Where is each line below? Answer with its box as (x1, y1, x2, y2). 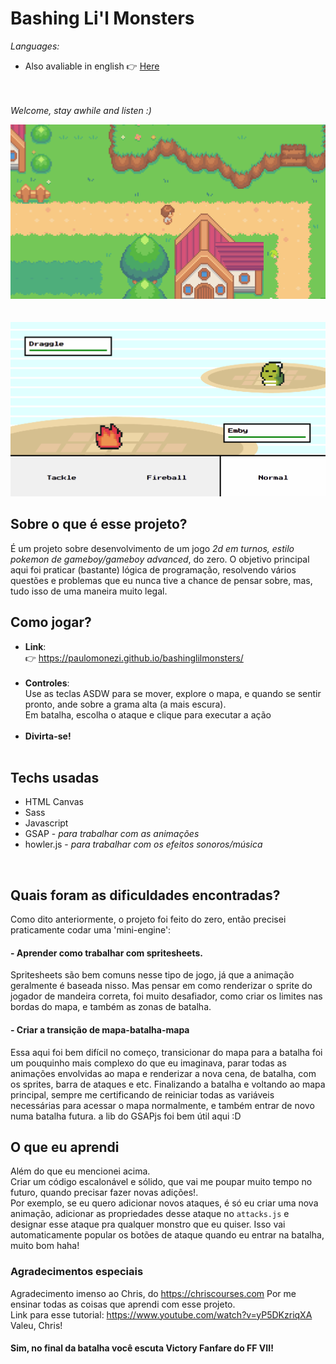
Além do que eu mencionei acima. (10, 1165, 151, 1177)
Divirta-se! (24, 730, 72, 742)
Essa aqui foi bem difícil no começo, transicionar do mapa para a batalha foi (10, 1046, 323, 1058)
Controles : (24, 677, 70, 689)
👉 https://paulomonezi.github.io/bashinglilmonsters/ (24, 652, 244, 664)
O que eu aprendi (10, 1138, 120, 1156)
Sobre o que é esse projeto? (10, 516, 188, 533)
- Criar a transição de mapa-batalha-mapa (10, 1023, 190, 1036)
